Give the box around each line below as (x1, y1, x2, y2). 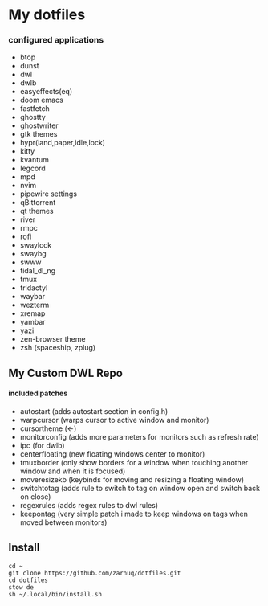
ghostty (19, 113, 46, 122)
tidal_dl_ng (19, 266, 56, 276)
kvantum (19, 155, 50, 165)
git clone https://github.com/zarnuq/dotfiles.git (8, 569, 181, 577)
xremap (19, 309, 46, 318)
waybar (19, 292, 46, 301)
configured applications (8, 35, 104, 46)
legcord (19, 163, 46, 174)
